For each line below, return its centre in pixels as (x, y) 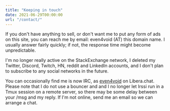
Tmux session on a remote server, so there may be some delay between (81, 92)
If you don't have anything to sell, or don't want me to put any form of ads (83, 34)
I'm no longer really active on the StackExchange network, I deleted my (80, 60)
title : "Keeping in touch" (34, 10)
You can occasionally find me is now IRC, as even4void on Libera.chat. (80, 81)
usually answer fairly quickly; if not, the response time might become (78, 45)
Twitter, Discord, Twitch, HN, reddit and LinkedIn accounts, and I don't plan (84, 66)
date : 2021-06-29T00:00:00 (34, 15)
